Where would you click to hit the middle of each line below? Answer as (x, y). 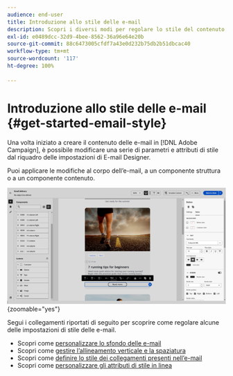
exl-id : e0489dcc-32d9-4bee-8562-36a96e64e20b (76, 37)
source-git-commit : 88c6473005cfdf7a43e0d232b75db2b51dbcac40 (99, 44)
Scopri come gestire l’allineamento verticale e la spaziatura (101, 350)
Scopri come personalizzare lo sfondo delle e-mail (89, 343)
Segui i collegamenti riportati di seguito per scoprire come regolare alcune (113, 322)
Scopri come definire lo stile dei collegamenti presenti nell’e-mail (110, 358)
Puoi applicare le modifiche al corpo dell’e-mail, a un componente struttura (114, 171)
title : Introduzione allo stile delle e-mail (74, 22)
